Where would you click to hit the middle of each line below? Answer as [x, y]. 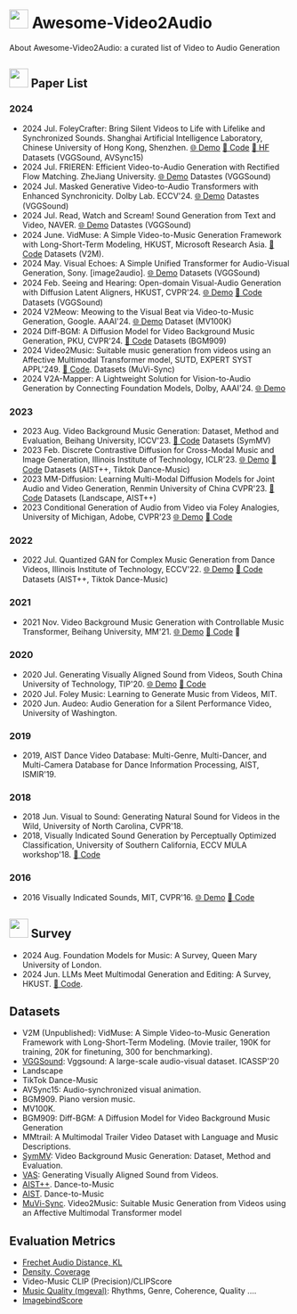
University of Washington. [69, 712]
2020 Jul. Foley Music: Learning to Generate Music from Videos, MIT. [149, 694]
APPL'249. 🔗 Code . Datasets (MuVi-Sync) [98, 369]
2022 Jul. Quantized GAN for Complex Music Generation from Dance [148, 560]
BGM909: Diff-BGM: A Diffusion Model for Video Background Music [146, 1118]
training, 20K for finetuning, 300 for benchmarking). [117, 1052]
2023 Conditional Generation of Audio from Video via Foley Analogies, [151, 507]
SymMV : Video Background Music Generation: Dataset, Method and [146, 1156]
